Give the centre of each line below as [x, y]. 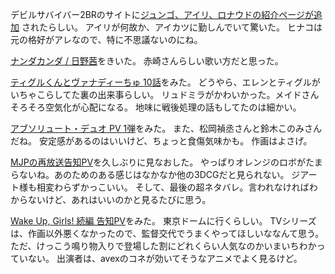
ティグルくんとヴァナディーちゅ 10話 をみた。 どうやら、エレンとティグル [161, 82]
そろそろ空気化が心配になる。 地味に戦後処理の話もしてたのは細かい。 [156, 107]
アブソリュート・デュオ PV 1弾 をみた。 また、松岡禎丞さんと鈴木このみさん [166, 128]
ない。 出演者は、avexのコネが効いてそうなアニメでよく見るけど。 [165, 258]
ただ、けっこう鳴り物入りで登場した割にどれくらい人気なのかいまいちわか [163, 246]
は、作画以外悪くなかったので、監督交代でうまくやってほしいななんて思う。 [167, 233]
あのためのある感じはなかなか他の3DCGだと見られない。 [171, 174]
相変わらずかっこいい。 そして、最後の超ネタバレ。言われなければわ [177, 187]
